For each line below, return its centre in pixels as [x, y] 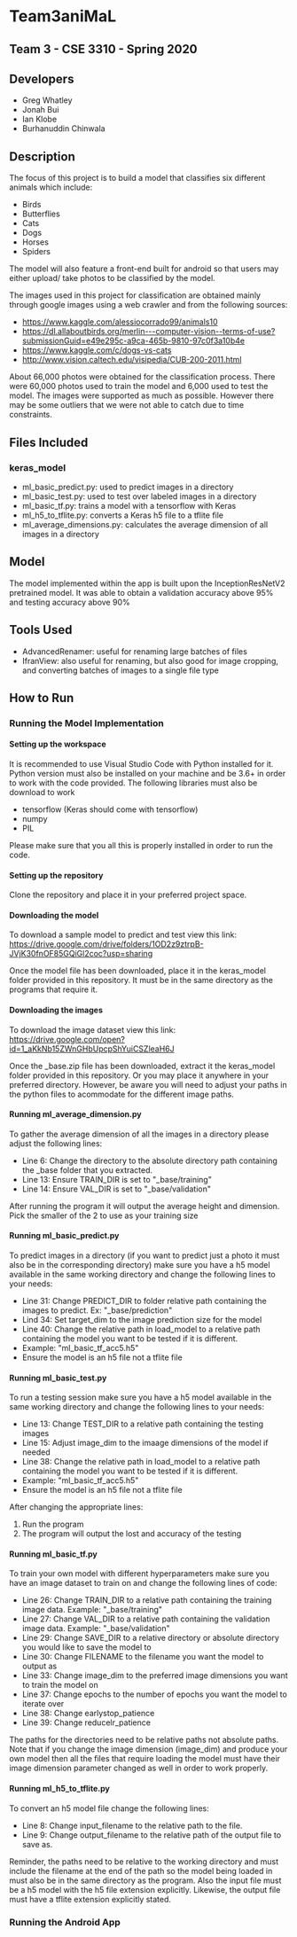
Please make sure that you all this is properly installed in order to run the [141, 846]
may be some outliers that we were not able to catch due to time [127, 405]
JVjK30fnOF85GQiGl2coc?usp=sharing [81, 954]
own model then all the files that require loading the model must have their [145, 1759]
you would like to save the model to [87, 1647]
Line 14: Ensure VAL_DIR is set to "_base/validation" [116, 1189]
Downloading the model [54, 915]
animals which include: [51, 187]
